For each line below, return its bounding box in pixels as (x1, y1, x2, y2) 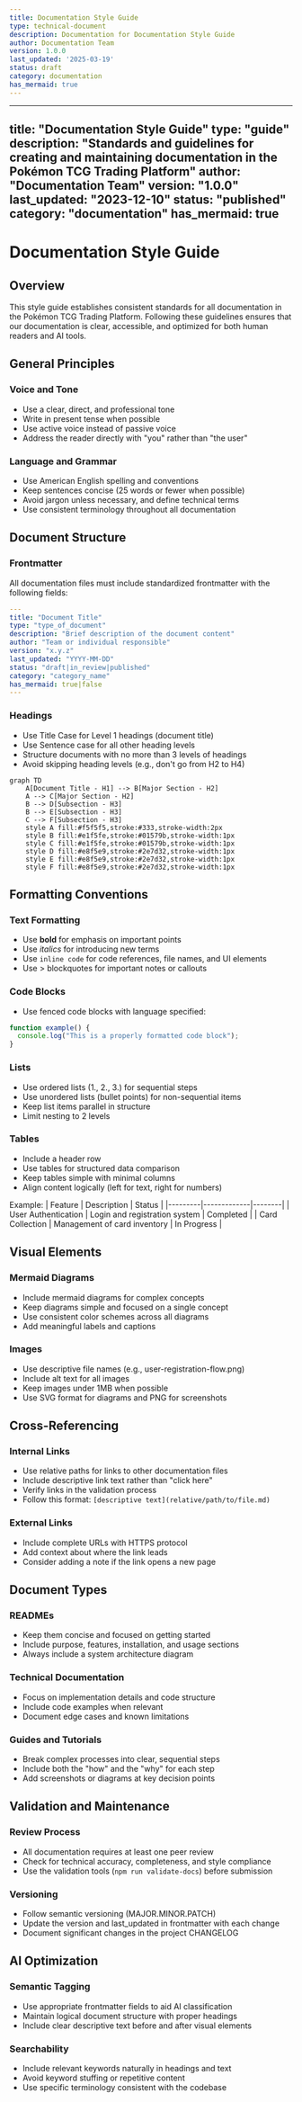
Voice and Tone (9, 383, 79, 396)
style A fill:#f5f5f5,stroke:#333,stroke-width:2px (25, 823, 223, 832)
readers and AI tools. (9, 330, 87, 342)
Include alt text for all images (22, 1373, 130, 1383)
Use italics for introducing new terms (22, 944, 160, 954)
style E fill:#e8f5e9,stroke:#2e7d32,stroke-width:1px (25, 854, 235, 863)
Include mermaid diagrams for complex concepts (22, 1292, 205, 1302)
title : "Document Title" (9, 613, 102, 622)
